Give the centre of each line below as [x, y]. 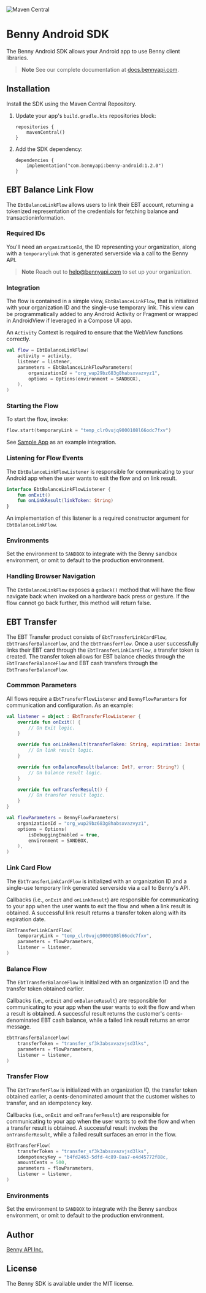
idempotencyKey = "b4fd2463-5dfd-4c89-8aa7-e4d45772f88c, [93, 1157]
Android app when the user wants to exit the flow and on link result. [92, 478]
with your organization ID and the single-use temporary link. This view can [100, 307]
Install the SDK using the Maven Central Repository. [71, 104]
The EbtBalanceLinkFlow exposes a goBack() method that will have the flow [101, 590]
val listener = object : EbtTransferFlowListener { [74, 716]
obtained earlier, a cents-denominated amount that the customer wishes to [101, 1096]
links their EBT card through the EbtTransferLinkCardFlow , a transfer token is [103, 650]
